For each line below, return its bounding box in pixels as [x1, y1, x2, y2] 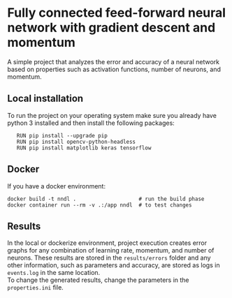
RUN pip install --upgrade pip [16, 132, 108, 139]
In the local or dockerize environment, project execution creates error [7, 239, 208, 247]
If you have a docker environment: [7, 181, 106, 190]
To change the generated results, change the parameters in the [7, 276, 190, 284]
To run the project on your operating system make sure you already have [7, 111, 217, 119]
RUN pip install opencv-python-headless [16, 138, 136, 145]
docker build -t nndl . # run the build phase [7, 195, 205, 202]
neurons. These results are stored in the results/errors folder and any [7, 253, 211, 262]
